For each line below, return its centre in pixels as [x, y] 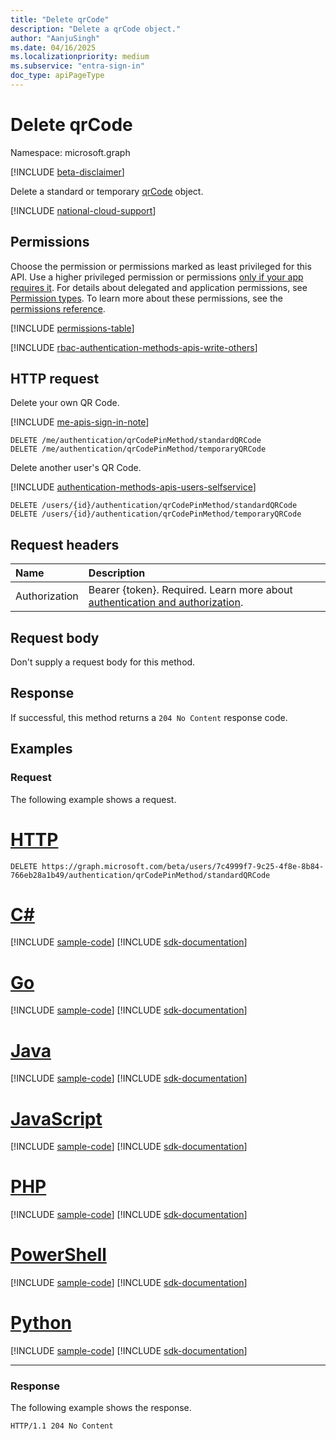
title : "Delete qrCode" [60, 19]
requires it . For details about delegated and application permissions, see [159, 287]
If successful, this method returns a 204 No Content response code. [149, 717]
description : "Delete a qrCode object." [96, 29]
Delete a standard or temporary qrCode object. [107, 191]
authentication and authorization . [166, 603]
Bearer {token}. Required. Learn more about [190, 590]
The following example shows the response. [101, 1408]
